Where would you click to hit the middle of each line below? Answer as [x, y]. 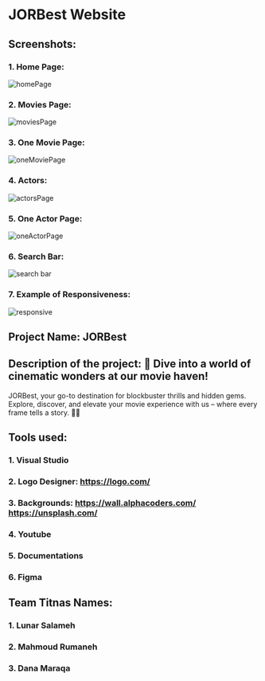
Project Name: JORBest [68, 337]
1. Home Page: [37, 67]
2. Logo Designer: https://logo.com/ [79, 482]
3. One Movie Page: [47, 143]
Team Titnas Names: [60, 603]
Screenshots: [43, 44]
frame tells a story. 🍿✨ [45, 413]
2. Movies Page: [40, 104]
